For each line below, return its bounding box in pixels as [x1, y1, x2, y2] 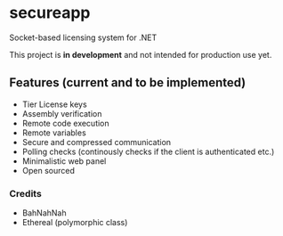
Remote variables [21, 127, 86, 138]
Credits [9, 187, 42, 199]
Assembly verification [21, 108, 102, 118]
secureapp [9, 3, 91, 23]
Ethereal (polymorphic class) [21, 217, 128, 228]
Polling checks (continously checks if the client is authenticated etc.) [21, 146, 275, 157]
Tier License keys [21, 99, 87, 110]
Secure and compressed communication [21, 136, 172, 147]
